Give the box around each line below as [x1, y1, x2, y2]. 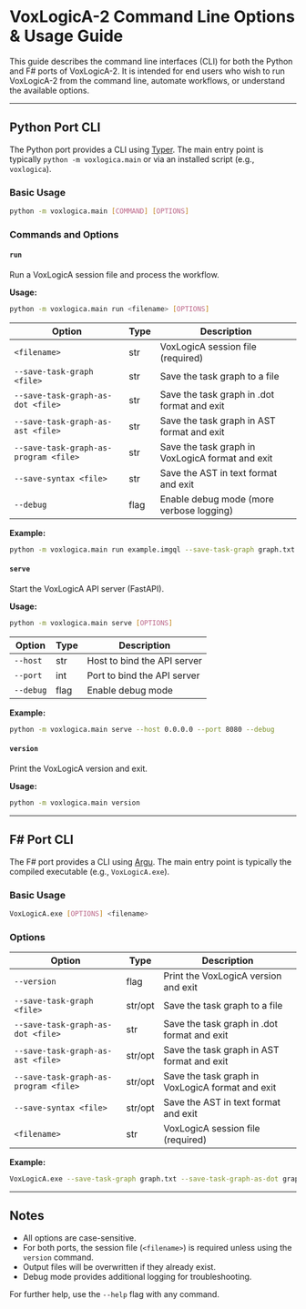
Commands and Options [9, 228, 119, 240]
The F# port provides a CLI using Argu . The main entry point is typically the [9, 856, 292, 867]
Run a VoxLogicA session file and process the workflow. [9, 269, 220, 280]
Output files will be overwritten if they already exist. [22, 1261, 217, 1272]
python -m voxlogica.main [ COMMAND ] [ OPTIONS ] [9, 207, 189, 216]
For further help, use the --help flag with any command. [9, 1288, 220, 1299]
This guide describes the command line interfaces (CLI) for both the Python [9, 56, 293, 66]
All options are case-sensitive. [22, 1232, 137, 1243]
